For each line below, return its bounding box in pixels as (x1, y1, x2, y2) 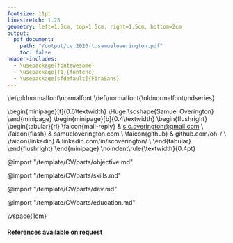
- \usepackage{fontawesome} (13, 62, 95, 69)
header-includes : (7, 56, 58, 63)
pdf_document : (13, 36, 54, 43)
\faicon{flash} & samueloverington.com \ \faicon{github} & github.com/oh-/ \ (7, 130, 227, 138)
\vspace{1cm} (7, 212, 47, 220)
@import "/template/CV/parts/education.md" (7, 198, 136, 207)
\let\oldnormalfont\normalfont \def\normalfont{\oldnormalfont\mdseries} (7, 94, 216, 102)
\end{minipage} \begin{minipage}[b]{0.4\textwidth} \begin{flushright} (7, 115, 207, 123)
